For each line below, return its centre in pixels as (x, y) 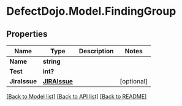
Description (96, 51)
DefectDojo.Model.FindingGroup (91, 11)
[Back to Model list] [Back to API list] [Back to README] (77, 97)
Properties (27, 34)
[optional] (134, 81)
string (51, 61)
